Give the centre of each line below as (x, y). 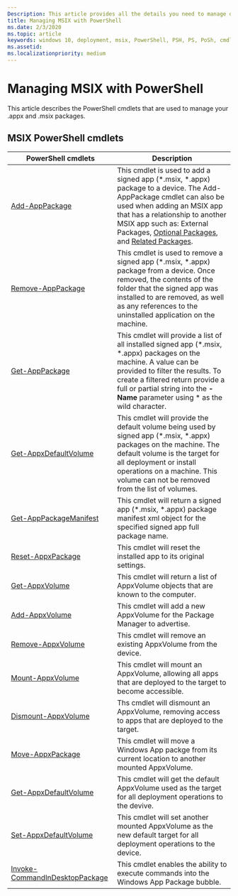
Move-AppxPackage (46, 754)
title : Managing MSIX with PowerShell (64, 21)
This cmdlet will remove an (161, 635)
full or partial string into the (162, 388)
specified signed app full (158, 527)
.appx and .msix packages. (46, 116)
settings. (131, 565)
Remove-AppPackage (48, 288)
